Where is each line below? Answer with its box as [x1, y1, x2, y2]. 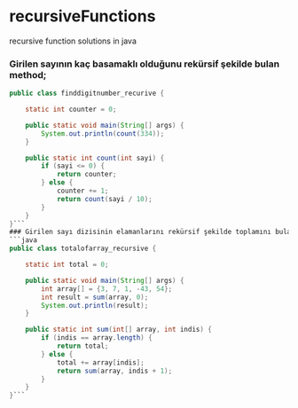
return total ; [56, 341, 109, 351]
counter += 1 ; [56, 186, 109, 196]
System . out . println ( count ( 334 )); [41, 129, 165, 138]
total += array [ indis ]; [56, 357, 145, 367]
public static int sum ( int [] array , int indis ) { [25, 326, 213, 334]
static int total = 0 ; [25, 260, 109, 270]
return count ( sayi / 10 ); [56, 194, 153, 203]
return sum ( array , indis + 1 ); [56, 366, 173, 375]
